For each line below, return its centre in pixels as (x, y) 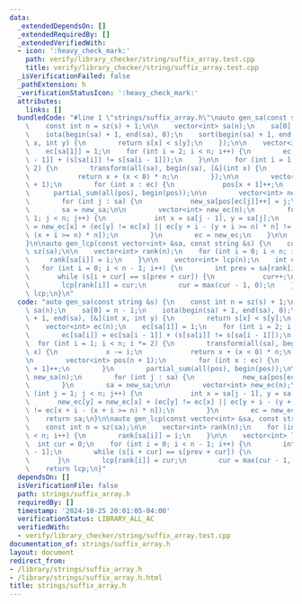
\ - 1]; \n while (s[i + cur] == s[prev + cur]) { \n (138, 452)
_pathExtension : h (52, 84)
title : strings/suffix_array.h (68, 586)
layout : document (42, 552)
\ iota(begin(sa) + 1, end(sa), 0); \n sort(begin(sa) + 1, (151, 135)
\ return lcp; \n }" (66, 469)
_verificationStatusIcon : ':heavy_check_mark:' (108, 93)
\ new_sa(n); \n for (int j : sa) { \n (110, 377)
